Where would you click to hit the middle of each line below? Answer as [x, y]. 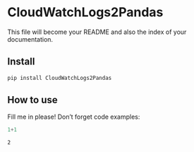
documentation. [30, 39]
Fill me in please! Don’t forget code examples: [74, 117]
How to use [32, 100]
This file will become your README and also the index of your [97, 32]
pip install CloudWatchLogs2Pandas [60, 78]
